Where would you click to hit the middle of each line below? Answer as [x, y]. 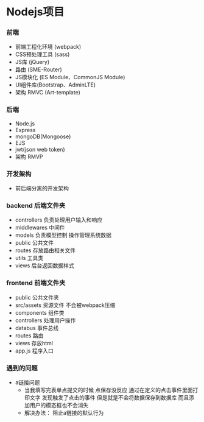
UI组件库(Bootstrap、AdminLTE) [55, 85]
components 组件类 [40, 312]
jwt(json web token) [40, 149]
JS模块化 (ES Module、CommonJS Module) [70, 77]
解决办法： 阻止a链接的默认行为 [64, 413]
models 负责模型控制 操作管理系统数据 [63, 235]
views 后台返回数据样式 [44, 266]
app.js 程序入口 [34, 351]
